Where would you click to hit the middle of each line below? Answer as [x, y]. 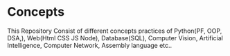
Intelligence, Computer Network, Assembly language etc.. [90, 45]
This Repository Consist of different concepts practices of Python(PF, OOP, [115, 31]
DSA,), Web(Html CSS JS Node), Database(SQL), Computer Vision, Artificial [115, 38]
